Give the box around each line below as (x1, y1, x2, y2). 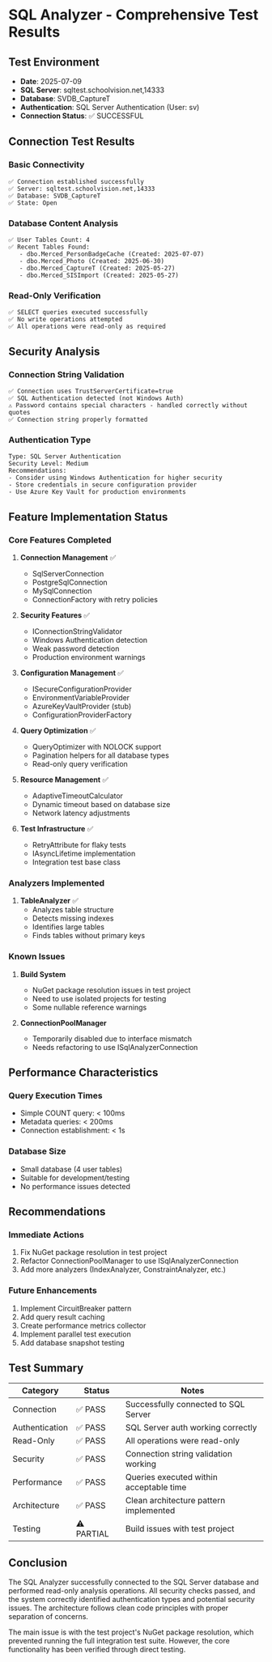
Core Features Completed (8, 534, 112, 546)
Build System (19, 969, 66, 979)
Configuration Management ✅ (19, 668, 124, 678)
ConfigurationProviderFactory (32, 710, 132, 720)
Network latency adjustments (32, 808, 131, 818)
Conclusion (8, 1556, 68, 1570)
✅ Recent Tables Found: (8, 243, 91, 251)
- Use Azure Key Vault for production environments (8, 488, 186, 496)
